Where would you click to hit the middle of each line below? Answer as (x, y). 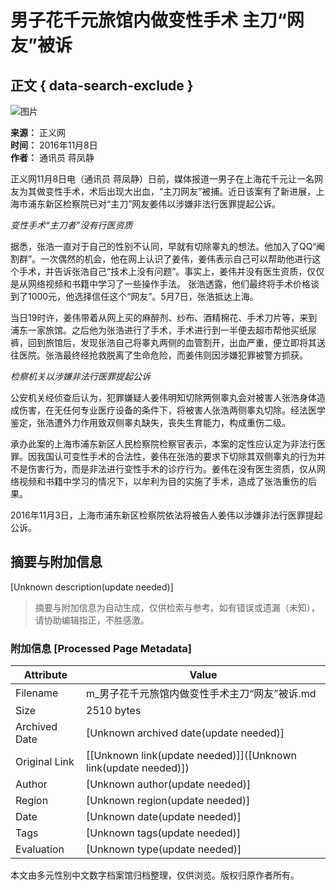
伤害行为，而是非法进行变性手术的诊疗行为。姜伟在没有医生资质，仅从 (172, 469)
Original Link (45, 762)
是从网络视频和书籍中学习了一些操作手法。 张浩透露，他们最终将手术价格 (160, 284)
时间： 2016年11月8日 (54, 145)
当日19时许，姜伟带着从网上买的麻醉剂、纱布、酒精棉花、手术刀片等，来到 (164, 317)
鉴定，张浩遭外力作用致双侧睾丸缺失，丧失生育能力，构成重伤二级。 (150, 422)
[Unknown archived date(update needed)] (185, 733)
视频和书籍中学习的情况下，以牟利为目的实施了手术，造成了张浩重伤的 (163, 481)
